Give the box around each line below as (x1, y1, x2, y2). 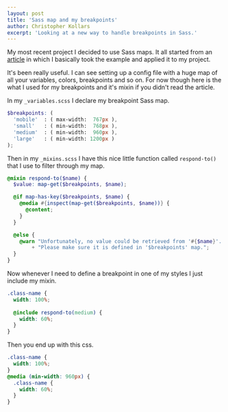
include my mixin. (7, 277, 57, 285)
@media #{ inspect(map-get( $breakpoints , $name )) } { (19, 200, 170, 207)
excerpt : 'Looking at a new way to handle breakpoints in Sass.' (7, 29, 197, 36)
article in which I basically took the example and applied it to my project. (7, 56, 211, 64)
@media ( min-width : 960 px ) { (7, 373, 90, 380)
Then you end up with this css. (7, 341, 94, 349)
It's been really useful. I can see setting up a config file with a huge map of (7, 69, 218, 77)
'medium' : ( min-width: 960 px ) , (13, 128, 118, 136)
